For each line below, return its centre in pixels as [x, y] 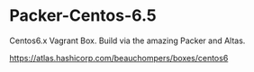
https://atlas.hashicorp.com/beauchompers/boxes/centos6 [119, 58]
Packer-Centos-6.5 [83, 16]
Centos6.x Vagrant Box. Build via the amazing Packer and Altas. [127, 40]
